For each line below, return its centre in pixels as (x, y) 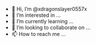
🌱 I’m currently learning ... (42, 21)
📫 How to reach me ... (38, 34)
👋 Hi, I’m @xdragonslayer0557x (49, 9)
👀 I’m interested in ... (36, 15)
